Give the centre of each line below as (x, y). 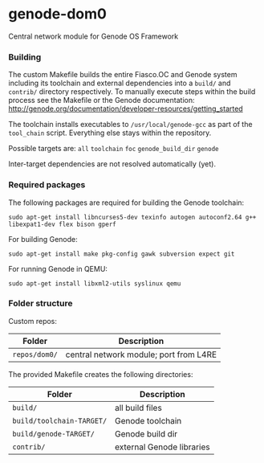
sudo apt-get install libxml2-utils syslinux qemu (95, 283)
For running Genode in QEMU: (58, 268)
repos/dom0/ (35, 354)
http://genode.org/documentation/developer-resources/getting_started (126, 109)
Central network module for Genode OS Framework (93, 36)
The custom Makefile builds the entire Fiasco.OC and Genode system (123, 75)
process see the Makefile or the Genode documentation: (102, 100)
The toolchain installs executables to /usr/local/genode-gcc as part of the (130, 125)
